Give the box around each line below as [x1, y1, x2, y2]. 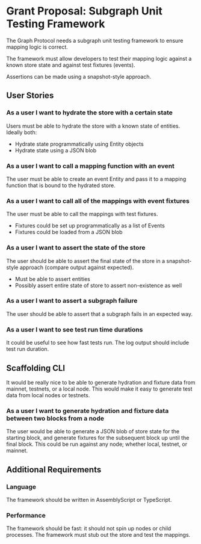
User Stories [6, 90, 54, 100]
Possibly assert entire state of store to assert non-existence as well [14, 282, 182, 289]
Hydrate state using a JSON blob [14, 146, 97, 154]
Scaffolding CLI [6, 363, 66, 373]
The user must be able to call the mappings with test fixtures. [6, 211, 158, 218]
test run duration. [6, 345, 49, 353]
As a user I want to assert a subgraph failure [6, 297, 138, 305]
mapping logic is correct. [6, 43, 68, 51]
